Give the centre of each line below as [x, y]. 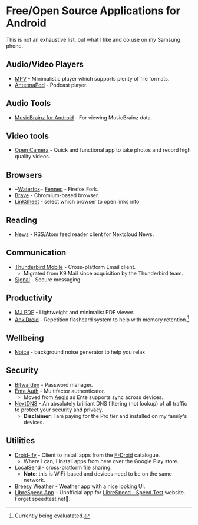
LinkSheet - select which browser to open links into [77, 202]
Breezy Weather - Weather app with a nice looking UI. [80, 486]
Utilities [21, 441]
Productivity [29, 298]
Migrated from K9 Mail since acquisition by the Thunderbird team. [103, 273]
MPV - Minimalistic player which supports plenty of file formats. [92, 78]
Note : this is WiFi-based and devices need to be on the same [98, 474]
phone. [15, 46]
